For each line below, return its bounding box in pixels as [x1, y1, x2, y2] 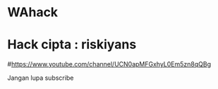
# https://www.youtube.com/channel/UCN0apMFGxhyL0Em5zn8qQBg [7, 60, 212, 69]
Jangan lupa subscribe [7, 73, 74, 82]
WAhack [7, 4, 59, 20]
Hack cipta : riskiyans [7, 37, 137, 53]
